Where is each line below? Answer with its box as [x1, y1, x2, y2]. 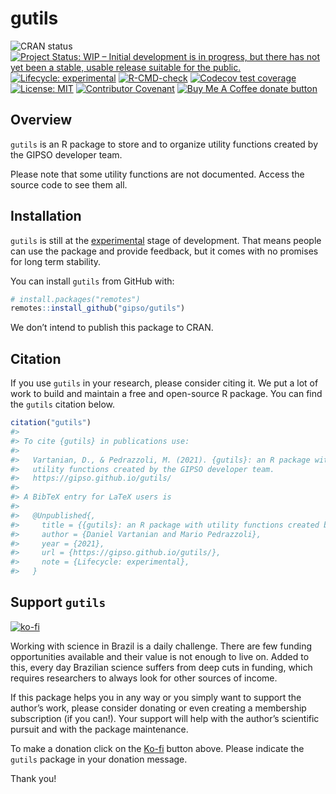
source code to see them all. [10, 178, 128, 191]
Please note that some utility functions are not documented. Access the [10, 168, 305, 180]
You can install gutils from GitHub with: [10, 275, 175, 287]
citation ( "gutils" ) [10, 418, 92, 428]
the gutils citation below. [10, 398, 116, 411]
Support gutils [10, 594, 107, 611]
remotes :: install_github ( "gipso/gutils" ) [10, 303, 186, 314]
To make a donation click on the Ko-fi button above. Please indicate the [10, 742, 305, 754]
